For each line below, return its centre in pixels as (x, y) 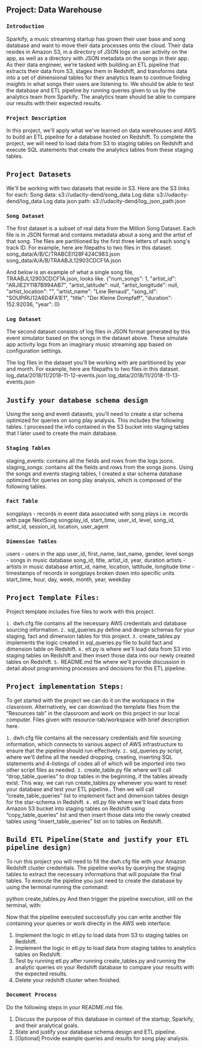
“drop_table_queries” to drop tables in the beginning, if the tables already (97, 776)
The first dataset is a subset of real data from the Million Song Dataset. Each (101, 229)
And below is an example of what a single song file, (70, 272)
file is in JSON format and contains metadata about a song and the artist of (99, 235)
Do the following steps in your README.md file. (65, 1007)
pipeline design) (39, 848)
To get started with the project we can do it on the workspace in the (90, 700)
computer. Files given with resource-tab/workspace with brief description (98, 720)
